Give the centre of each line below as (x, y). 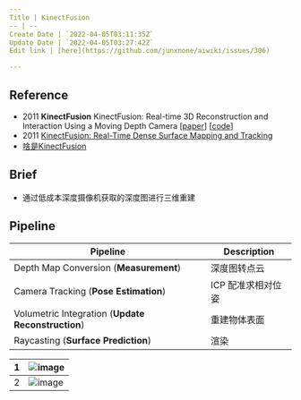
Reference (39, 95)
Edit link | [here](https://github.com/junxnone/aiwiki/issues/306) (140, 51)
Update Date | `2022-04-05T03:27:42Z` (82, 43)
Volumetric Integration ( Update (79, 313)
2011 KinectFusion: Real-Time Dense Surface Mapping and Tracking (147, 135)
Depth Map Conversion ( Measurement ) (98, 268)
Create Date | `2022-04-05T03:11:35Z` (82, 34)
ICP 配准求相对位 (246, 285)
